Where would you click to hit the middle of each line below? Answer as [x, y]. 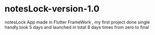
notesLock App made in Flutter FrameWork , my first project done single [77, 22]
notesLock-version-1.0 [52, 9]
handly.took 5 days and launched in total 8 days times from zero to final [77, 27]
